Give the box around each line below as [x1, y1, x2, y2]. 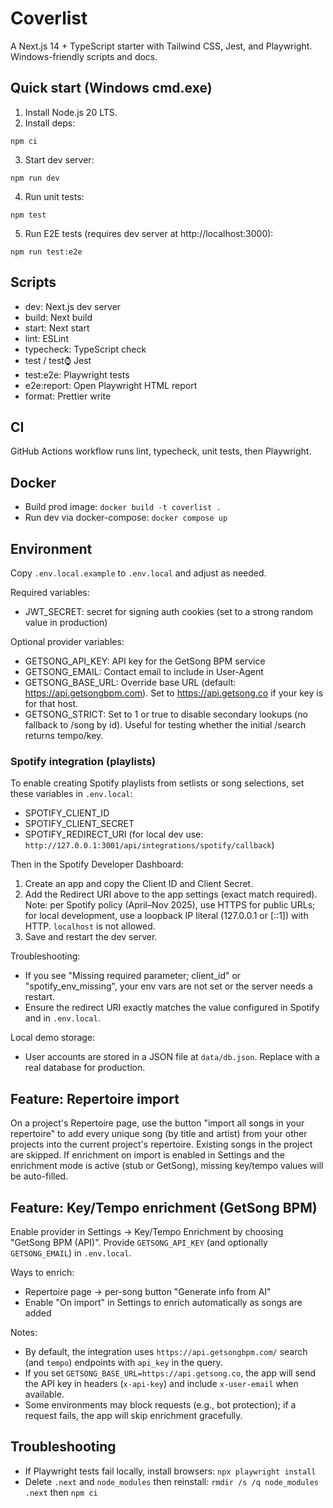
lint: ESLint [24, 332, 69, 344]
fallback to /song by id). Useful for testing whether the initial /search [24, 719, 307, 731]
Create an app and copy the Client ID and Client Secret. [24, 878, 254, 890]
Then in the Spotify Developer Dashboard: [10, 858, 184, 871]
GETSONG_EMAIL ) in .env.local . [10, 1247, 132, 1259]
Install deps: [24, 117, 76, 129]
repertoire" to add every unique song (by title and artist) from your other [10, 1128, 308, 1140]
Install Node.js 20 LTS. [24, 106, 118, 118]
